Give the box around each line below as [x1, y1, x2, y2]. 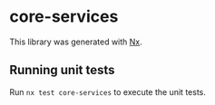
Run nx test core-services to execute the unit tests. [9, 86, 206, 97]
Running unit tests [9, 62, 115, 78]
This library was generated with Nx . [9, 36, 142, 47]
